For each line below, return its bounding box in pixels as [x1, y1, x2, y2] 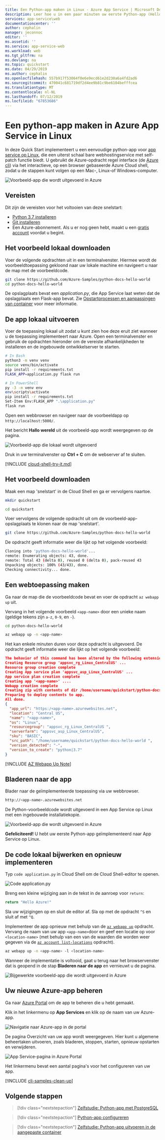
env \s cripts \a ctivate [5, 390, 50, 395]
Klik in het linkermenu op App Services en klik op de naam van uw [5, 1009, 140, 1015]
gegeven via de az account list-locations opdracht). [5, 939, 115, 945]
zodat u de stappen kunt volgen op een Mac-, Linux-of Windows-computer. [5, 168, 158, 174]
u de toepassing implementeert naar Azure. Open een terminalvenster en [5, 333, 153, 340]
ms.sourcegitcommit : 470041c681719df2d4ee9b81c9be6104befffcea [5, 80, 137, 85]
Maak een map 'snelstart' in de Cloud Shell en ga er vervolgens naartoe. [5, 488, 151, 494]
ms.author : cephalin [5, 71, 48, 76]
